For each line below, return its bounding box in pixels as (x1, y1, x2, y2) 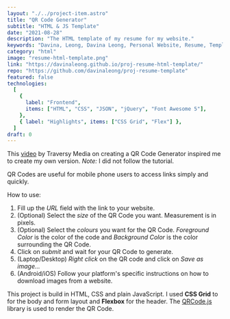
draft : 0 (7, 131, 32, 138)
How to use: (7, 191, 41, 199)
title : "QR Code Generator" (7, 16, 88, 23)
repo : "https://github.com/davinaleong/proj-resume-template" (7, 67, 188, 74)
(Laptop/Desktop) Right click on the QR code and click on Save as (16, 255, 204, 264)
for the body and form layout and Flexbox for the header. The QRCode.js (7, 297, 212, 305)
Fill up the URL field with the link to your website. (16, 204, 155, 212)
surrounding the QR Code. (16, 240, 91, 248)
